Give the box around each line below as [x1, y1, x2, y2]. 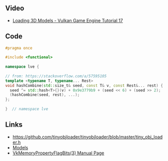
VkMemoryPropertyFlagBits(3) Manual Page [12, 150, 105, 156]
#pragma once [5, 45, 33, 50]
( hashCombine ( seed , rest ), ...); [10, 92, 80, 97]
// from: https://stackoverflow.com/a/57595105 [5, 73, 107, 79]
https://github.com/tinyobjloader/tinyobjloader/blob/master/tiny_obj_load [12, 134, 163, 140]
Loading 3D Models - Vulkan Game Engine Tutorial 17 [12, 17, 123, 23]
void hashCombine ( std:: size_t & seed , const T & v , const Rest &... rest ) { [5, 83, 163, 88]
